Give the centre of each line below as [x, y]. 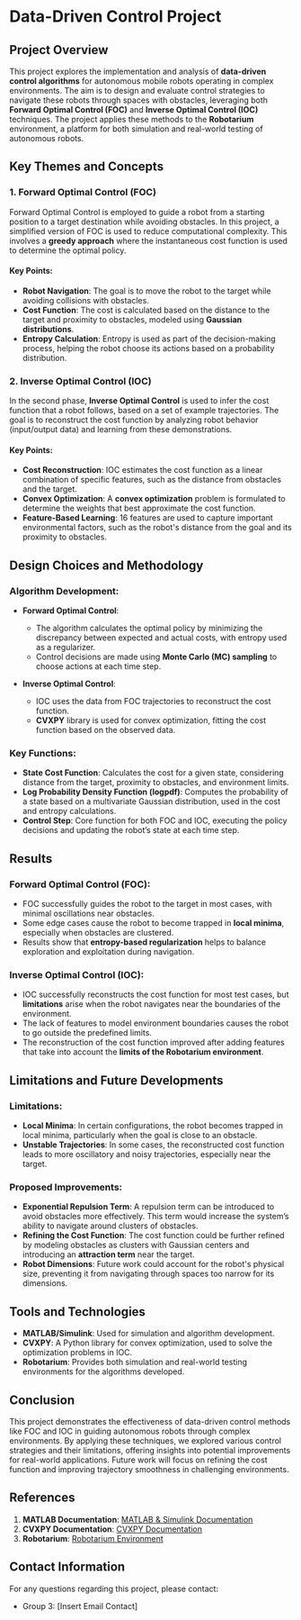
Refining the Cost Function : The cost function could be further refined [153, 1235]
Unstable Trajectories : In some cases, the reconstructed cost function [153, 1145]
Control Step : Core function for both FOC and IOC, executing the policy [155, 820]
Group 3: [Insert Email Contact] [80, 1606]
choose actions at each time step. [98, 666]
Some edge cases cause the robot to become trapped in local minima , [153, 923]
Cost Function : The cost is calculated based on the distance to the [146, 310]
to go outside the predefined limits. [87, 1033]
